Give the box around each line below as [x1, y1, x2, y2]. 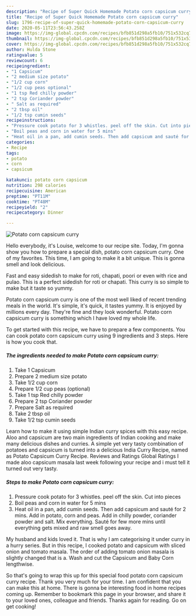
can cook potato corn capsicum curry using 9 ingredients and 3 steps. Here [6, 332, 188, 340]
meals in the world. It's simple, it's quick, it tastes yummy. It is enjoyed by [6, 302, 183, 309]
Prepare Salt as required [14, 404, 73, 411]
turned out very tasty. [6, 465, 58, 472]
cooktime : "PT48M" [6, 199, 51, 205]
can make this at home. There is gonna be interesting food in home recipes [6, 584, 187, 591]
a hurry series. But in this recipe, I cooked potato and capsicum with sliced [6, 542, 185, 549]
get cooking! [6, 603, 37, 610]
